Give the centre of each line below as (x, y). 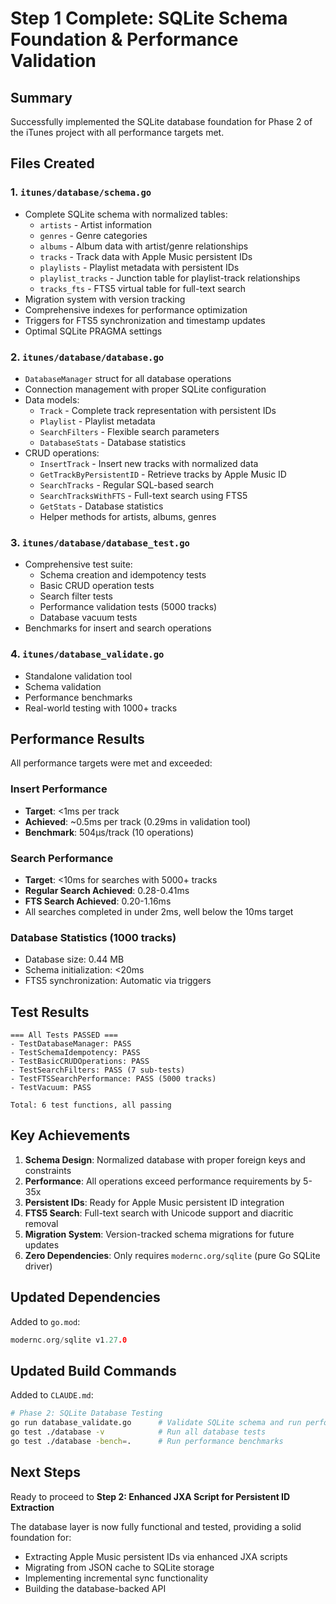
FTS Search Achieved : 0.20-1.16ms (98, 901)
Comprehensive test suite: (78, 564)
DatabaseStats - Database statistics (113, 442)
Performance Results (77, 738)
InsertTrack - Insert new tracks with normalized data (149, 463)
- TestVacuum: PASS (51, 1088)
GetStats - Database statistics (101, 506)
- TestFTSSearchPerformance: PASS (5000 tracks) (113, 1079)
